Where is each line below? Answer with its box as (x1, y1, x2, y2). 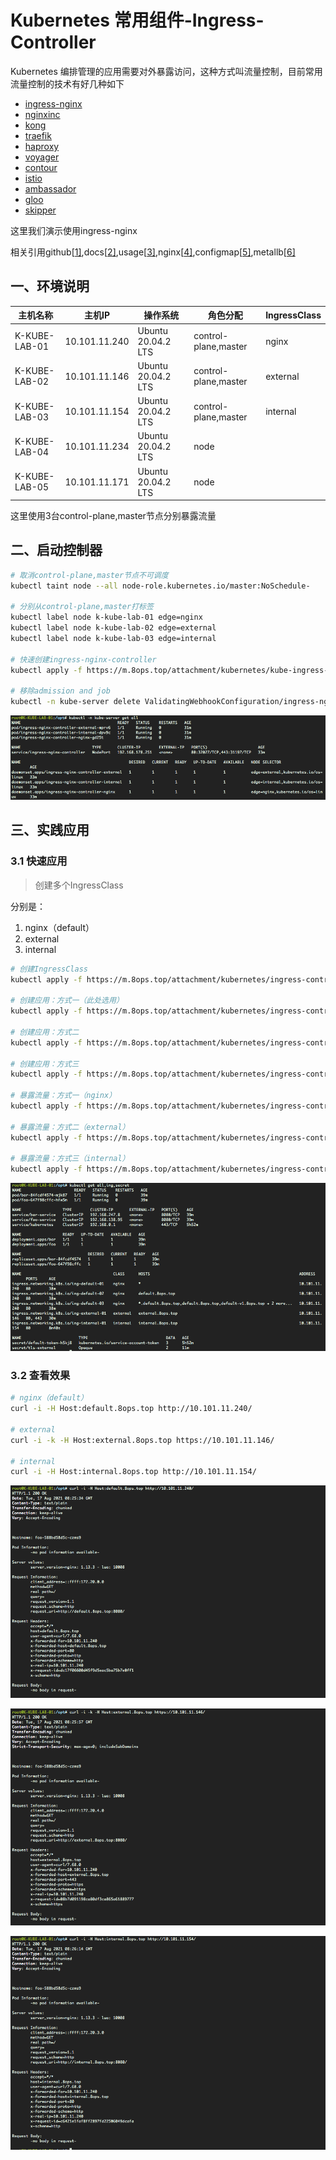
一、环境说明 (10, 278, 90, 295)
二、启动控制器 (10, 542, 103, 559)
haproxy (24, 140, 60, 152)
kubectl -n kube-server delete (10, 697, 141, 707)
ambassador (24, 182, 77, 195)
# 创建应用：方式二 (10, 1027, 80, 1037)
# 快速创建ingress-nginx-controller (10, 654, 157, 665)
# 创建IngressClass (10, 964, 89, 974)
